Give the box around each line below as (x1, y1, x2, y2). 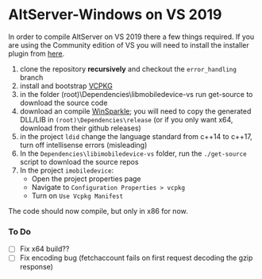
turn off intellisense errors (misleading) (19, 140, 148, 149)
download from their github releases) (19, 123, 141, 133)
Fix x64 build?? (19, 244, 70, 254)
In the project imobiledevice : (19, 165, 114, 175)
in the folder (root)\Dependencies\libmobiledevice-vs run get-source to (19, 89, 253, 99)
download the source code (19, 98, 108, 107)
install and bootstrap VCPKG (19, 81, 113, 91)
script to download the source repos (19, 157, 139, 166)
